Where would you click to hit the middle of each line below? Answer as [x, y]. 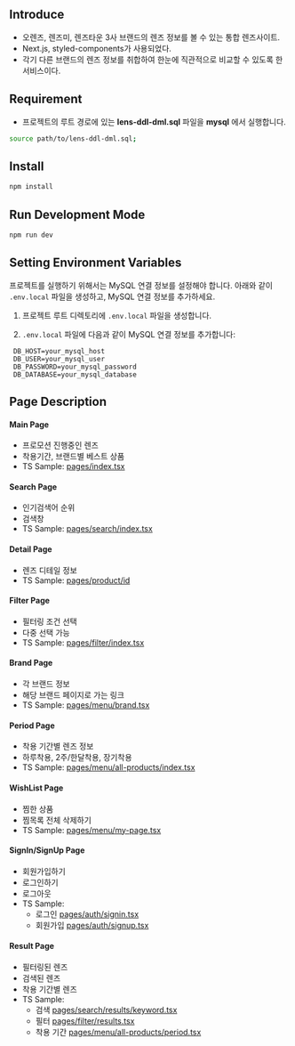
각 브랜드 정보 [46, 684]
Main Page [29, 424]
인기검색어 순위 [48, 507]
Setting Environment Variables [96, 263]
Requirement [46, 99]
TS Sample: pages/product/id [76, 580]
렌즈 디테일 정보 [49, 570]
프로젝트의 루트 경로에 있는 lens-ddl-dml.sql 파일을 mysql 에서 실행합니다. [154, 122]
